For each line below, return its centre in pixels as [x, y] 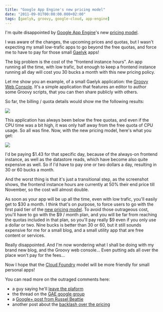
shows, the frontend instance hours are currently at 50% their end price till [80, 185]
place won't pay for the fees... [35, 255]
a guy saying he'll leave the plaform [48, 289]
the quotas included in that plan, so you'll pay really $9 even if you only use [81, 220]
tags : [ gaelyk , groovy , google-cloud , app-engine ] [57, 19]
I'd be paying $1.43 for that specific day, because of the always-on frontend [81, 154]
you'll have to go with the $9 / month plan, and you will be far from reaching [81, 215]
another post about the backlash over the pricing [61, 304]
